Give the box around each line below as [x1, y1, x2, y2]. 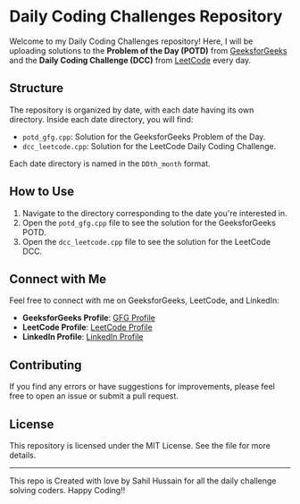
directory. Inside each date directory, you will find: [9, 113, 194, 124]
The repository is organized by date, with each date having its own [9, 105, 254, 115]
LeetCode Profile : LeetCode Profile [21, 322, 154, 332]
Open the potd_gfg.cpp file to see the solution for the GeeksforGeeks [21, 217, 277, 228]
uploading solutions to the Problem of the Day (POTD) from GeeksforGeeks [9, 45, 287, 55]
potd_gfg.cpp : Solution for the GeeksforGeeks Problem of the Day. [21, 131, 266, 142]
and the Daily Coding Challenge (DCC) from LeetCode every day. [9, 55, 252, 65]
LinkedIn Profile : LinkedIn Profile [21, 332, 144, 342]
